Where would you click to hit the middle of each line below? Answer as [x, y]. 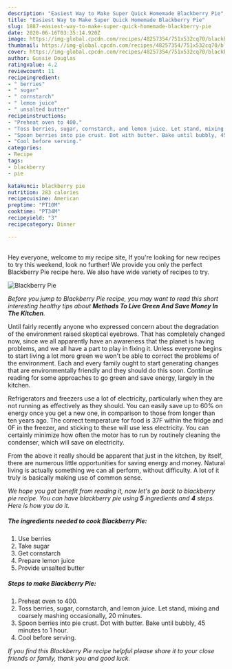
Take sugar [34, 546]
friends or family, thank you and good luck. [69, 658]
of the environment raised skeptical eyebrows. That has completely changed [117, 334]
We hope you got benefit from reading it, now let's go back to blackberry [112, 491]
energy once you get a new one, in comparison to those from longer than [112, 413]
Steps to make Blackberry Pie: [52, 584]
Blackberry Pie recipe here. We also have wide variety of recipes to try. [108, 272]
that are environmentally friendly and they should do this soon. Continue [110, 370]
